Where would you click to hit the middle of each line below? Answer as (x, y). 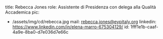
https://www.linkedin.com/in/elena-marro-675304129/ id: (71, 27)
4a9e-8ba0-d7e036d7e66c (40, 32)
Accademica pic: (22, 12)
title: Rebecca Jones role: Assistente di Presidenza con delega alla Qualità (81, 7)
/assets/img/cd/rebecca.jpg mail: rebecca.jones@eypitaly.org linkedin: (84, 22)
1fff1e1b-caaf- (144, 27)
